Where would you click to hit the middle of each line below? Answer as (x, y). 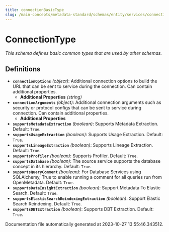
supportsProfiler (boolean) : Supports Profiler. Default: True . (75, 156)
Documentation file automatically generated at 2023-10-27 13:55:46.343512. (84, 224)
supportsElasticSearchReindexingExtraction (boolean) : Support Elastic (86, 198)
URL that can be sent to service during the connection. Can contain (82, 86)
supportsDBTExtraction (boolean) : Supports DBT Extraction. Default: (83, 209)
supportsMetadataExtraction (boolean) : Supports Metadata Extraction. (85, 124)
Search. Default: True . (35, 193)
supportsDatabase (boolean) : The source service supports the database (87, 161)
